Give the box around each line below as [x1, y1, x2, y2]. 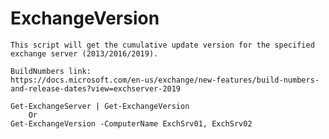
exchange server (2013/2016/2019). [10, 48, 159, 59]
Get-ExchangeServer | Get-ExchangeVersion [10, 101, 190, 111]
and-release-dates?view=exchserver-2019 [10, 83, 182, 94]
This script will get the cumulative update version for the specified [10, 40, 315, 50]
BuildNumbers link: [10, 66, 92, 76]
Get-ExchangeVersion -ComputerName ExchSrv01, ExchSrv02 [10, 118, 253, 129]
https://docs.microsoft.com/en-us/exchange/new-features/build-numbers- [10, 75, 320, 85]
